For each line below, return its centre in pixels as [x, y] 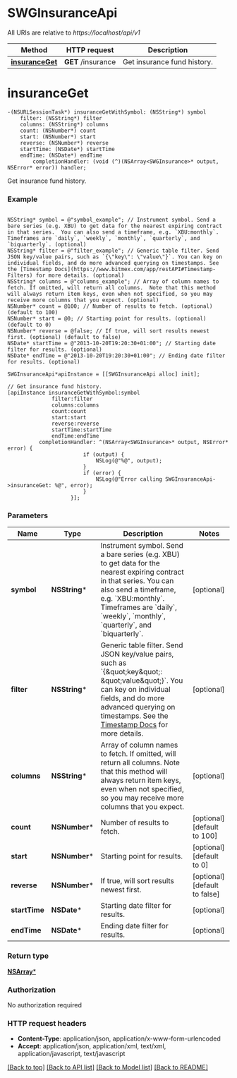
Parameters [28, 515]
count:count [69, 412]
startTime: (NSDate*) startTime [67, 149]
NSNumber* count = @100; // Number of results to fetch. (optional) [110, 306]
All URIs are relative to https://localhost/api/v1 [74, 32]
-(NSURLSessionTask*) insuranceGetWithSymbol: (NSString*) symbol [107, 112]
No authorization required [45, 1005]
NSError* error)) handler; [47, 167]
